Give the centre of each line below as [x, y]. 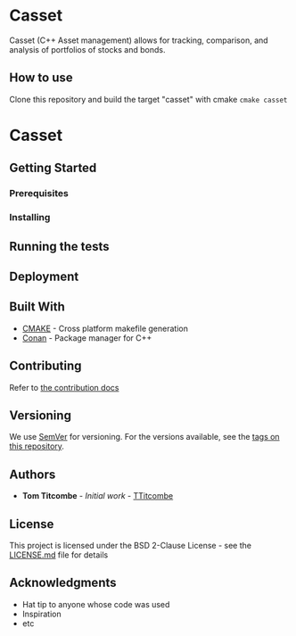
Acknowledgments [63, 583]
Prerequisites [39, 194]
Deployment [44, 276]
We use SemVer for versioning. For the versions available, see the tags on [144, 437]
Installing [30, 218]
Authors [33, 474]
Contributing [45, 366]
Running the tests [59, 246]
